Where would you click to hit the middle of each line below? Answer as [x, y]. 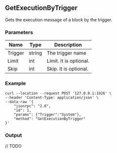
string [35, 53]
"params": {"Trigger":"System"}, [48, 115]
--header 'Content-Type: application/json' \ [52, 98]
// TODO [13, 146]
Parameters [19, 32]
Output [14, 136]
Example [16, 84]
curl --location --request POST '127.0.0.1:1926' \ [58, 93]
